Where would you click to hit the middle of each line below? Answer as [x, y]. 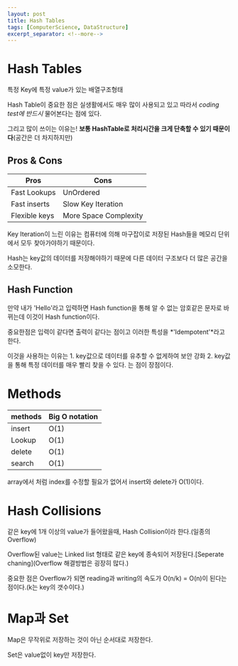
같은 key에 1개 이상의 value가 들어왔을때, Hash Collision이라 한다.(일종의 [109, 532]
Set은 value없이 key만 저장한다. [52, 655]
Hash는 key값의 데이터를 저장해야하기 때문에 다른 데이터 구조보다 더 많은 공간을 [118, 258]
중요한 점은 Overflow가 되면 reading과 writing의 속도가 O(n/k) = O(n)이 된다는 [117, 578]
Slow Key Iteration [93, 204]
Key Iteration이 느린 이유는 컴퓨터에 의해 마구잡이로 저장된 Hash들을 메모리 [112, 234]
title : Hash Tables [36, 21]
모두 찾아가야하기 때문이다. [58, 243]
